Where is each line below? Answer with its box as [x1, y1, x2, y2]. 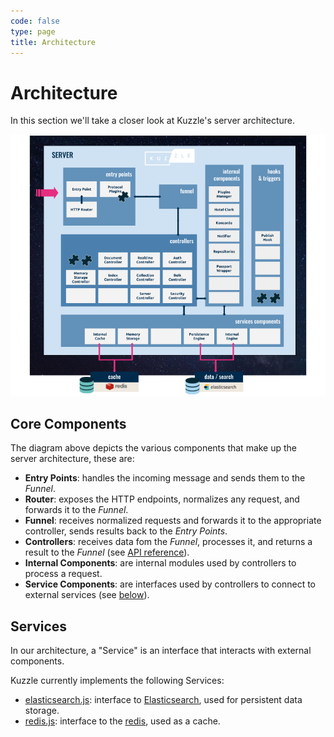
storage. [24, 704, 60, 716]
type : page [10, 26, 56, 37]
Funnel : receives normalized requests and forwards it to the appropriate [24, 515, 322, 527]
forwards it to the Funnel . [24, 504, 129, 516]
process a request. [24, 568, 103, 580]
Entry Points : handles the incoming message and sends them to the [24, 472, 306, 484]
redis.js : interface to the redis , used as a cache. [24, 715, 221, 727]
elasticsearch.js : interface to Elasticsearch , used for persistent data [24, 693, 303, 705]
